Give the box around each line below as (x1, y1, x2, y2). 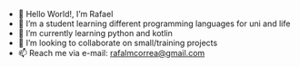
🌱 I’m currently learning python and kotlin (17, 28, 173, 38)
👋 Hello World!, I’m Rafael (17, 9, 114, 19)
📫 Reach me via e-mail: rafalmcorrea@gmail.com (17, 48, 205, 58)
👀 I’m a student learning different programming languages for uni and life (17, 18, 291, 29)
